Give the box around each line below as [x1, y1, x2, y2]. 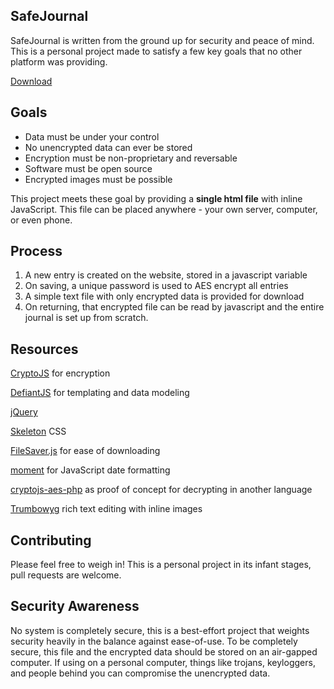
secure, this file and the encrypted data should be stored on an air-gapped [10, 645, 318, 658]
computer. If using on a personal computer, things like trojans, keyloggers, [10, 656, 316, 668]
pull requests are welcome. [10, 569, 122, 581]
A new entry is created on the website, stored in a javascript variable [24, 269, 308, 281]
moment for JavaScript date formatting [10, 464, 171, 476]
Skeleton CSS [10, 425, 67, 438]
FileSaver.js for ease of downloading [10, 445, 161, 457]
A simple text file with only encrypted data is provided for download [24, 290, 305, 303]
